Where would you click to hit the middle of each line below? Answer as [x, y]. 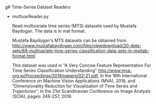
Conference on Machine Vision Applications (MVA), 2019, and [74, 81]
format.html [23, 56]
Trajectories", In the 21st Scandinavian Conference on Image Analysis [81, 91]
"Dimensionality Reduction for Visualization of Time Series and [74, 86]
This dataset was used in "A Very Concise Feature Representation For [81, 65]
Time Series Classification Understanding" [55, 70]
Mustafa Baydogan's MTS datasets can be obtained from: [70, 40]
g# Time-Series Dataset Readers [38, 7]
